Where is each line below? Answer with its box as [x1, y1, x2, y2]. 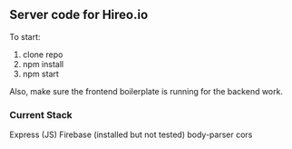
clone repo [22, 49, 63, 60]
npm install [22, 58, 64, 69]
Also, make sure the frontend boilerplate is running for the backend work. [9, 85, 284, 96]
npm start [22, 68, 59, 79]
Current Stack [9, 108, 73, 121]
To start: [9, 31, 41, 42]
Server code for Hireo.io [9, 7, 149, 23]
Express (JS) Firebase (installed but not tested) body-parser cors [9, 129, 253, 140]
